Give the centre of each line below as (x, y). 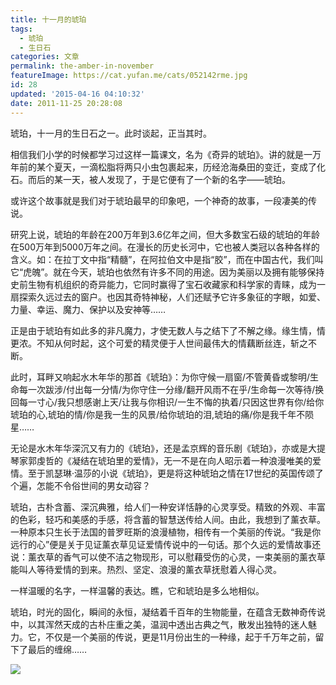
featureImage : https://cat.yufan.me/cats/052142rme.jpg (129, 76)
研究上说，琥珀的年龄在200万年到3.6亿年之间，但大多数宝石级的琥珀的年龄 (165, 234)
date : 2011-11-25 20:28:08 (66, 103)
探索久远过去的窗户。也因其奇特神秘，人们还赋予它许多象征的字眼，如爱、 (172, 297)
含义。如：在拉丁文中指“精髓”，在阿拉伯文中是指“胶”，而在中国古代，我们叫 (167, 259)
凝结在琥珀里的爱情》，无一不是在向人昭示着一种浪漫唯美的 (192, 460)
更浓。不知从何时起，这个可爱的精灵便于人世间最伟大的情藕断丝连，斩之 (159, 343)
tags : (21, 29)
